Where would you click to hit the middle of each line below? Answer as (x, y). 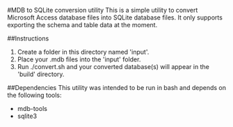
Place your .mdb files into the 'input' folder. (79, 59)
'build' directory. (41, 74)
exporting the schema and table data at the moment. (82, 25)
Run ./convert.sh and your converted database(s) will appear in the (113, 67)
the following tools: (34, 95)
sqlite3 (27, 116)
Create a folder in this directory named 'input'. (83, 52)
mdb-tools (32, 109)
